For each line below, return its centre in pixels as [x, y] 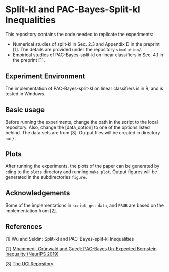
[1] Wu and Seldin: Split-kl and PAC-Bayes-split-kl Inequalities [70, 239]
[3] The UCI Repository [29, 264]
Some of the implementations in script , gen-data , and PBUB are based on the [85, 205]
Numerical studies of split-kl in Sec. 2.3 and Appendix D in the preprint [86, 44]
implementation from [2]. [31, 211]
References [24, 227]
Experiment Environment [45, 76]
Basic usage [25, 110]
